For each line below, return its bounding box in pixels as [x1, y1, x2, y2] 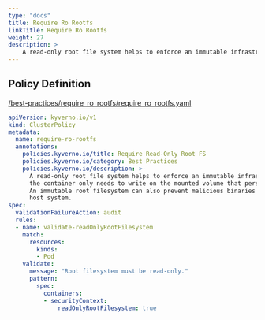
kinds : [36, 245, 58, 253]
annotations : [15, 143, 58, 151]
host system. [28, 194, 73, 202]
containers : [43, 289, 83, 297]
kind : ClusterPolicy [8, 121, 77, 128]
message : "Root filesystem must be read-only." [28, 267, 189, 276]
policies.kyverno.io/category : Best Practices [22, 158, 178, 166]
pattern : [28, 275, 58, 283]
